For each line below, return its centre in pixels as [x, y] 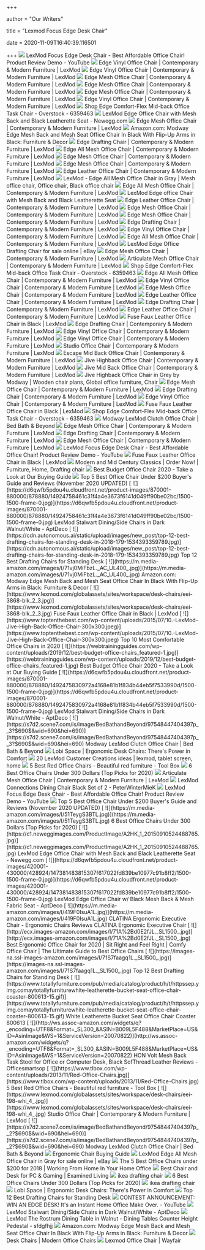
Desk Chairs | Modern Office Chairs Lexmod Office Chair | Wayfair [94, 1240]
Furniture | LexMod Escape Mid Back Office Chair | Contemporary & [96, 353]
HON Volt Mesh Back [160, 1055]
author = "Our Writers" [35, 19]
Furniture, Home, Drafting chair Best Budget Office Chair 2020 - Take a [100, 469]
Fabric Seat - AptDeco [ [36, 905]
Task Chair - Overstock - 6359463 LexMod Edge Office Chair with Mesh [102, 113]
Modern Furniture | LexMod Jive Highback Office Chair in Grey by [93, 375]
